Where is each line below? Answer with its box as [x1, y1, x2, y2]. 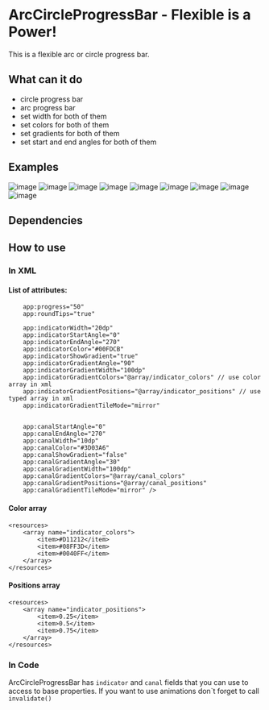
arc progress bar [19, 102, 76, 112]
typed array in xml [8, 395, 74, 403]
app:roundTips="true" [23, 310, 95, 318]
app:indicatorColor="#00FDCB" [23, 345, 125, 354]
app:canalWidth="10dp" [23, 437, 99, 445]
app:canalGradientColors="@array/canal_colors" [23, 472, 185, 480]
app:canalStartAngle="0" [23, 423, 106, 431]
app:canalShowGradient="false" [23, 451, 128, 459]
